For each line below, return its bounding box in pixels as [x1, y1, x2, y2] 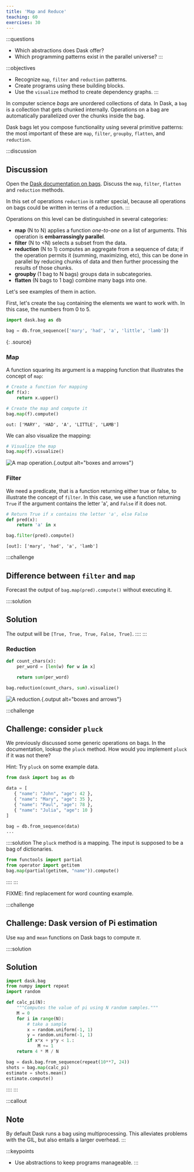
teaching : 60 [6, 14, 38, 20]
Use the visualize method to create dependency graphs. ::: [14, 89, 159, 96]
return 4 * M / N [16, 1049, 59, 1055]
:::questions [6, 36, 35, 43]
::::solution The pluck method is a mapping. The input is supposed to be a [6, 839, 183, 847]
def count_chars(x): [6, 659, 57, 664]
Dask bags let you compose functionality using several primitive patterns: [6, 124, 183, 131]
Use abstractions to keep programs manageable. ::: [14, 1159, 139, 1166]
